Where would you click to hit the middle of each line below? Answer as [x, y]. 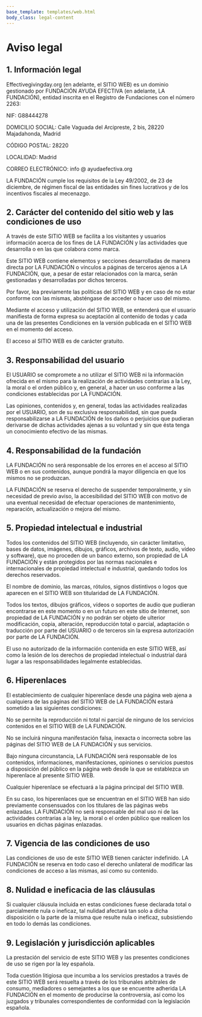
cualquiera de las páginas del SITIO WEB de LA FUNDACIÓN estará [90, 701]
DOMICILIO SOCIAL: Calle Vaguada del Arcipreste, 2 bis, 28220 [85, 127]
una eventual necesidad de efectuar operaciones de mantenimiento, [91, 502]
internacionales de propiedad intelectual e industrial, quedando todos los [97, 568]
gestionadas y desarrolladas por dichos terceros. [67, 280]
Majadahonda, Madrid [33, 133]
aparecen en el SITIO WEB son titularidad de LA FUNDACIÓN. [83, 593]
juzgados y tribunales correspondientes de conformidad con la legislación [98, 1001]
